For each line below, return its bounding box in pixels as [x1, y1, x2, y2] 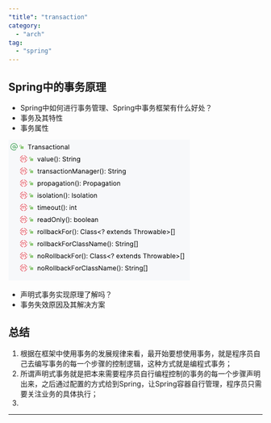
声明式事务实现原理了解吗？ [19, 289, 113, 299]
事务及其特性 [19, 113, 63, 123]
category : [8, 21, 42, 30]
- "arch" [15, 30, 45, 38]
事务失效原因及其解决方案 [19, 299, 106, 309]
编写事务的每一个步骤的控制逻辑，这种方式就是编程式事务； [34, 358, 232, 368]
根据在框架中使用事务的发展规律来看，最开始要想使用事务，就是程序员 [19, 348, 254, 358]
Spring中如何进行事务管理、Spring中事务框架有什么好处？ [19, 103, 213, 112]
